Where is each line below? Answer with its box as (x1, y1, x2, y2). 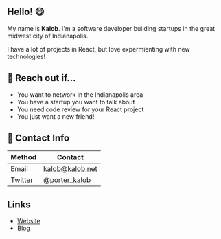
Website (16, 217, 41, 225)
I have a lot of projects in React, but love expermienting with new (7, 45, 190, 53)
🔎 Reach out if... (7, 72, 77, 84)
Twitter (10, 175, 33, 185)
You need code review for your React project (16, 105, 144, 113)
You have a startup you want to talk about (16, 98, 135, 106)
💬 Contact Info (7, 133, 70, 144)
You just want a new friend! (16, 112, 95, 120)
